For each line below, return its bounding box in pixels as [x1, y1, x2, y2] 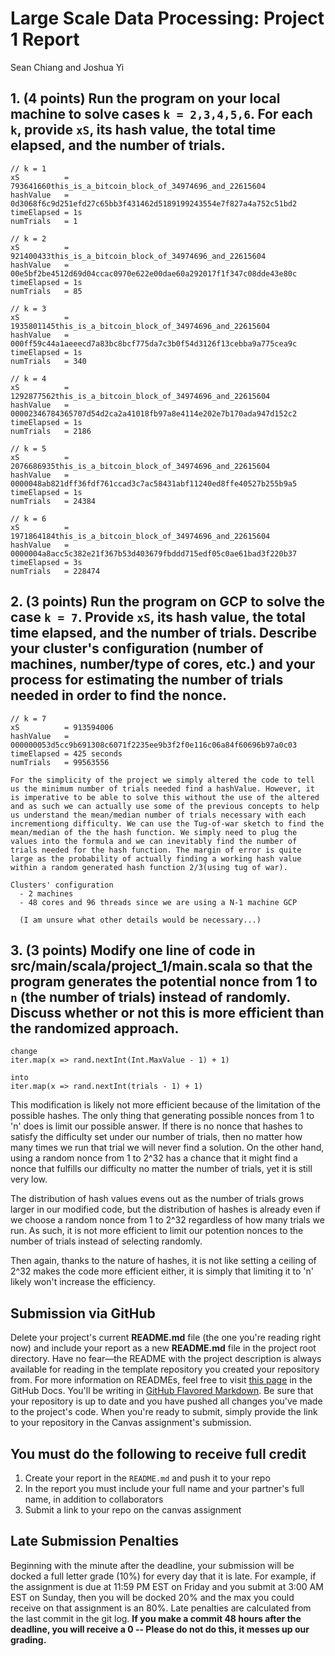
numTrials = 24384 [10, 496, 97, 506]
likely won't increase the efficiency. [10, 1276, 156, 1288]
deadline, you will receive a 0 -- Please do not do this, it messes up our [10, 1623, 310, 1635]
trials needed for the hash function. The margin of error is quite [10, 845, 302, 855]
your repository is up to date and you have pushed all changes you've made [10, 1395, 323, 1407]
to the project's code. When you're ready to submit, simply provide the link [10, 1406, 318, 1418]
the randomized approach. [10, 1020, 180, 1037]
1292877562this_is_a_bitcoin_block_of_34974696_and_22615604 [10, 391, 271, 401]
